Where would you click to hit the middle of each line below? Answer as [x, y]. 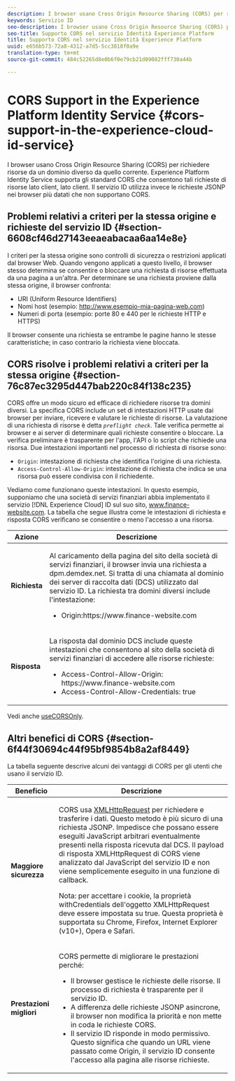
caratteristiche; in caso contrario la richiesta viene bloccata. [94, 342]
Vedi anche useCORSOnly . [45, 716]
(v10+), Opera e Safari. [97, 931]
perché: [71, 965]
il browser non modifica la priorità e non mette [146, 1016]
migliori [24, 1013]
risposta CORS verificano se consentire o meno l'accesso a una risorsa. [111, 519]
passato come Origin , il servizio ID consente [143, 1052]
